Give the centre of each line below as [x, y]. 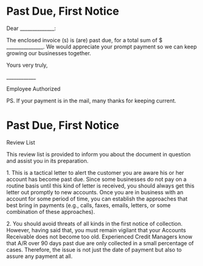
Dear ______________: [31, 28]
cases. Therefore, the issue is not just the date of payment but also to [94, 249]
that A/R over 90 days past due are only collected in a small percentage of [100, 243]
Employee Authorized [33, 89]
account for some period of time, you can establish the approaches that [97, 199]
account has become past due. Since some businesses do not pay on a [97, 179]
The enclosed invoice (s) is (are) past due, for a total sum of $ [84, 40]
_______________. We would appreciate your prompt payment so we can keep [102, 47]
